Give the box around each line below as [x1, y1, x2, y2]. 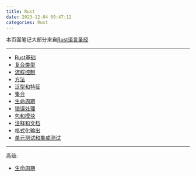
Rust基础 [14, 54, 36, 61]
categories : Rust [6, 19, 48, 25]
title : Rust [6, 8, 35, 15]
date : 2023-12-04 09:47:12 [6, 14, 72, 20]
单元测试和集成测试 [14, 134, 61, 141]
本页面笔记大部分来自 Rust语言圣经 [6, 36, 89, 43]
